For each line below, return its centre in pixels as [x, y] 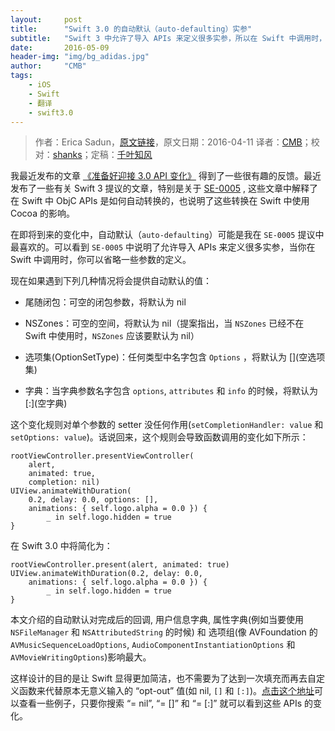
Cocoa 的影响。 [42, 213]
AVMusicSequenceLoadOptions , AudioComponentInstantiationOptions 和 [153, 645]
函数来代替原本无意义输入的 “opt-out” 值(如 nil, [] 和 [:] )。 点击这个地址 [166, 691]
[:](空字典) [46, 403]
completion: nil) [64, 482]
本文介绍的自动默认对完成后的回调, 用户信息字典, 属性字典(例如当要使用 [157, 620]
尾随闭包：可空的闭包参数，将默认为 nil [105, 302]
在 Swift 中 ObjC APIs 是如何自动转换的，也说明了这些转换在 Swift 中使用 [160, 201]
